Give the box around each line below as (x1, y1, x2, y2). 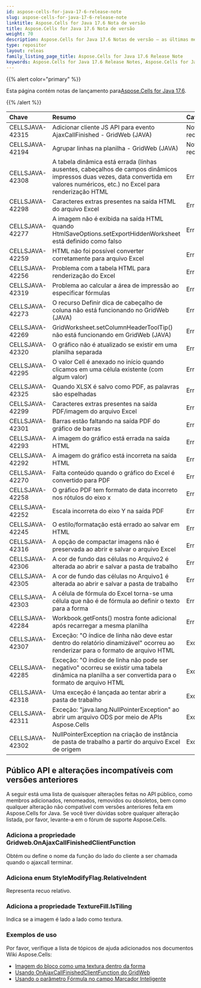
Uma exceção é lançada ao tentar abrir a (52, 688, 166, 696)
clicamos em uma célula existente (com (52, 365, 163, 373)
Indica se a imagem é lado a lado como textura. (6, 915, 123, 923)
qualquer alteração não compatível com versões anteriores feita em (6, 803, 173, 811)
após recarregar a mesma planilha (52, 621, 148, 629)
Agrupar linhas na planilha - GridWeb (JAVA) (52, 144, 178, 152)
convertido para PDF (52, 476, 111, 484)
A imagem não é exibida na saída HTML (52, 214, 164, 222)
